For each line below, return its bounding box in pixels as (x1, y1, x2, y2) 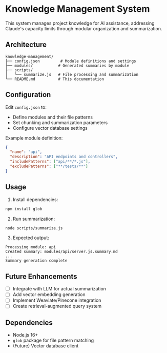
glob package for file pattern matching (12, 337, 94, 344)
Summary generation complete (5, 258, 68, 263)
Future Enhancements (5, 272, 78, 281)
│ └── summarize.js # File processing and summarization (5, 72, 139, 77)
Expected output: (12, 234, 50, 241)
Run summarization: (12, 215, 55, 222)
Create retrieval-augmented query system (12, 303, 102, 309)
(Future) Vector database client (12, 343, 79, 349)
